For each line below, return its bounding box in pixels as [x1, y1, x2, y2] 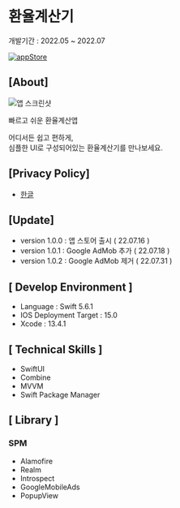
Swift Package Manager [19, 390, 101, 399]
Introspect [19, 473, 55, 483]
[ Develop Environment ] [8, 280, 133, 294]
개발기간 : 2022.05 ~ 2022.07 [8, 36, 105, 45]
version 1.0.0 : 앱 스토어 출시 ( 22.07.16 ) [19, 236, 150, 246]
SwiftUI [19, 364, 45, 373]
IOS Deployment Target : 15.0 [19, 310, 118, 321]
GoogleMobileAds [19, 482, 80, 492]
